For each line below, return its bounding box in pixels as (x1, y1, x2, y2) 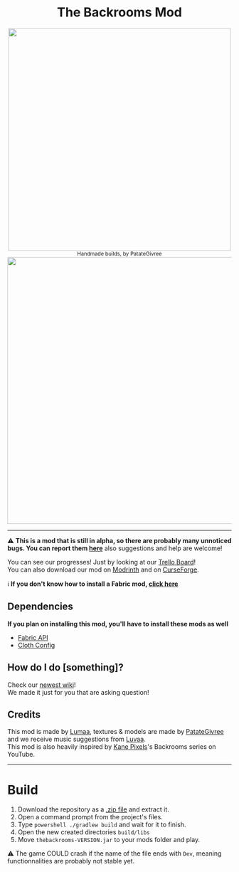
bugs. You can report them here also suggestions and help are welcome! (7, 544, 223, 552)
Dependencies (7, 601, 73, 613)
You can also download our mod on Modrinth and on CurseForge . (7, 565, 199, 574)
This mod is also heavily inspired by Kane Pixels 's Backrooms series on (7, 742, 216, 751)
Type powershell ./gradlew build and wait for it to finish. (17, 820, 186, 829)
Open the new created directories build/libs (17, 828, 151, 836)
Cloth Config (17, 641, 55, 649)
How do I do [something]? (7, 661, 124, 673)
